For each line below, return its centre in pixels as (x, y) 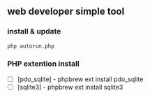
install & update (34, 31)
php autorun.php (31, 46)
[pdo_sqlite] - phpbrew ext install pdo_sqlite (80, 79)
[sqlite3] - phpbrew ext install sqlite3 (70, 87)
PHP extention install (43, 64)
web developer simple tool (66, 12)
